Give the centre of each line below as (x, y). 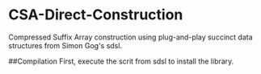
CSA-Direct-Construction (96, 15)
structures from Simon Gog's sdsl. (65, 45)
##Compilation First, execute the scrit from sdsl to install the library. (121, 61)
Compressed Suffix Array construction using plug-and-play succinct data (130, 37)
